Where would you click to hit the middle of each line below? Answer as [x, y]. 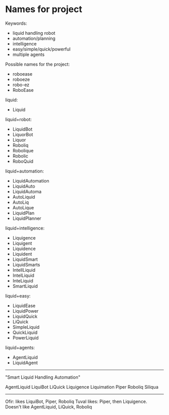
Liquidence [24, 249]
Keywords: [16, 23]
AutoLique [23, 207]
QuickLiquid [25, 332]
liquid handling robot [34, 33]
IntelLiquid [23, 275]
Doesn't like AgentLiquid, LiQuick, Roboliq [49, 406]
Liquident [22, 254]
